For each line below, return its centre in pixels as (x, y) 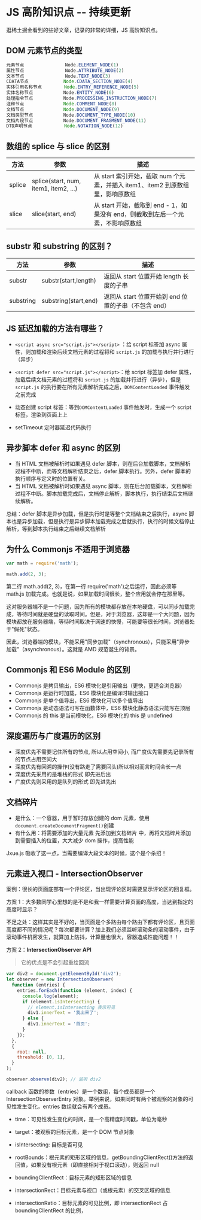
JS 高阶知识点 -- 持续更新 (68, 12)
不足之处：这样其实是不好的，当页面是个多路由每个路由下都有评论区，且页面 (100, 922)
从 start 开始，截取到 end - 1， (137, 205)
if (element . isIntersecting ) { (61, 1002)
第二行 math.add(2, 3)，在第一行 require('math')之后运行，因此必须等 (92, 587)
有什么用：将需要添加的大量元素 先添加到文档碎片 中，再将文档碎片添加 (103, 833)
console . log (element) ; (50, 996)
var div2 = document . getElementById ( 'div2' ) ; (64, 974)
